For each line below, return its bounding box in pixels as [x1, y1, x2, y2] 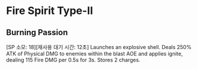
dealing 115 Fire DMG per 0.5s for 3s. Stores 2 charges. [6, 57, 141, 63]
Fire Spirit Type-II [6, 4, 93, 18]
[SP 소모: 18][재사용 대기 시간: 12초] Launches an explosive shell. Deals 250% [6, 44, 192, 50]
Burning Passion [6, 27, 68, 37]
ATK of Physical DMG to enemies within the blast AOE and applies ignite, [6, 50, 183, 57]
